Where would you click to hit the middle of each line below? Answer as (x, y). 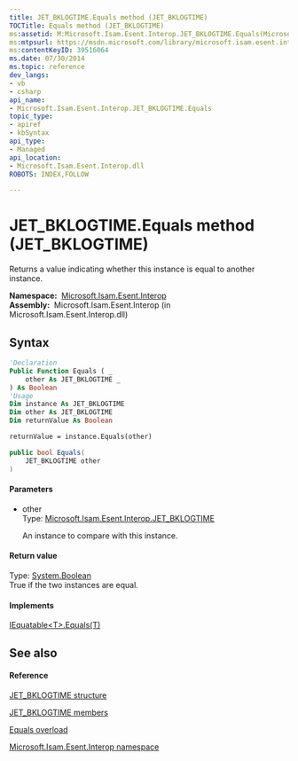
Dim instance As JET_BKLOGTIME (67, 404)
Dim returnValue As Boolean (61, 421)
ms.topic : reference (47, 67)
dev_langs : (29, 75)
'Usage (21, 396)
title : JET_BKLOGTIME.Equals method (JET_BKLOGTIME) (109, 17)
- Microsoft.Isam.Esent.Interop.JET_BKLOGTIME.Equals (111, 108)
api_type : (27, 141)
